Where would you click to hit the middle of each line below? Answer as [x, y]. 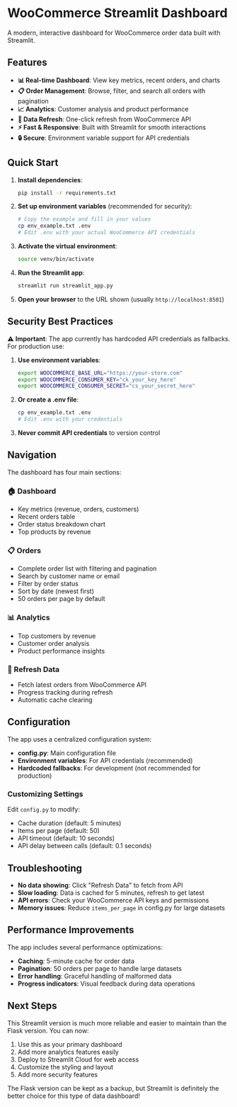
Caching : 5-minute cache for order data [76, 961]
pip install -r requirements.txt [67, 193]
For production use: [36, 346]
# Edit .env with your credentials [70, 419]
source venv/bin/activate [56, 259]
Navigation [32, 455]
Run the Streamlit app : [51, 272]
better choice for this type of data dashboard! [74, 1096]
